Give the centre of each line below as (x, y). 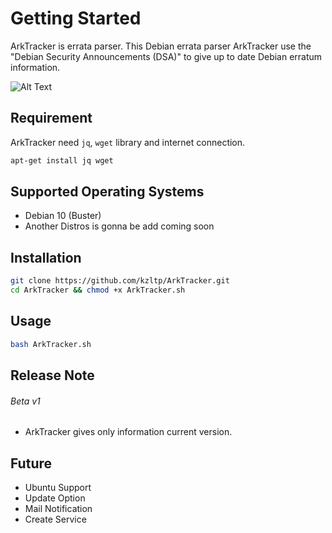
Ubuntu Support (58, 488)
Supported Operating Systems (107, 192)
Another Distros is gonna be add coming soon (119, 226)
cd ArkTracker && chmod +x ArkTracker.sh (98, 290)
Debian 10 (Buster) (63, 216)
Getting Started (76, 18)
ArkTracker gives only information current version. (128, 432)
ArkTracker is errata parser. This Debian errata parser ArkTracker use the (161, 46)
